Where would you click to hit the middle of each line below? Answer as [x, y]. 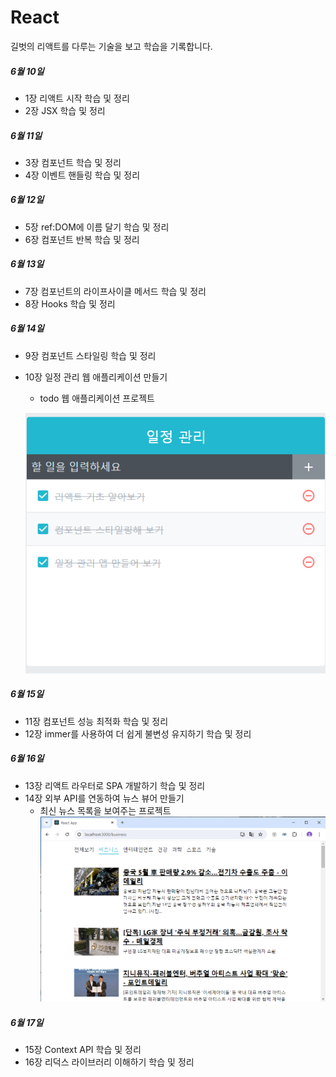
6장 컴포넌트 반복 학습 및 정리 [82, 239]
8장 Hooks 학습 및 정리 [70, 303]
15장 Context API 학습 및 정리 [83, 1049]
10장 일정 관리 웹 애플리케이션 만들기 [96, 377]
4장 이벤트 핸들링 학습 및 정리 [82, 175]
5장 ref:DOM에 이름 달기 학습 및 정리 [97, 227]
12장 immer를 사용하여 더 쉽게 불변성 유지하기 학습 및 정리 [138, 733]
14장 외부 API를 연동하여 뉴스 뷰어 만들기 [104, 798]
